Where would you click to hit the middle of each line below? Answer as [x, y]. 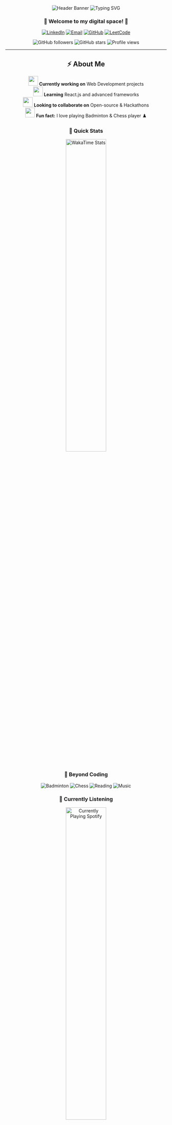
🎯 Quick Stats [86, 131]
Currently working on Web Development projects [92, 84]
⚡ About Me [86, 64]
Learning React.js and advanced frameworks [91, 95]
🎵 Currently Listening [86, 799]
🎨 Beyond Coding [86, 774]
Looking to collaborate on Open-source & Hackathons [92, 105]
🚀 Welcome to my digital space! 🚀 [86, 21]
